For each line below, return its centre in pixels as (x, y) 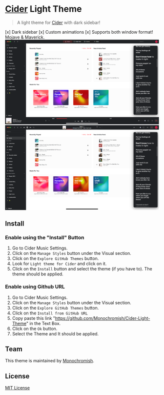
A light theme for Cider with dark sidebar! (59, 22)
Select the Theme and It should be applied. (55, 333)
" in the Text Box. (43, 323)
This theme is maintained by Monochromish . (50, 361)
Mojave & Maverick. (25, 37)
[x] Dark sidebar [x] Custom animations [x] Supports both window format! (79, 32)
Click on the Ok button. (35, 329)
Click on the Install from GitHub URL (50, 313)
